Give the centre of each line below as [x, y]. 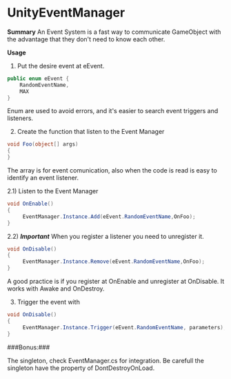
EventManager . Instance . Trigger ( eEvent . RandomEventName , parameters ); [124, 327]
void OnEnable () [30, 204]
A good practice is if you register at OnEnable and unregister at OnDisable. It [116, 282]
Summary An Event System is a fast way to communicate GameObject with [114, 32]
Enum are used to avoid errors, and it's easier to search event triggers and [113, 111]
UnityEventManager [66, 13]
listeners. [20, 118]
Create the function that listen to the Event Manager [91, 132]
